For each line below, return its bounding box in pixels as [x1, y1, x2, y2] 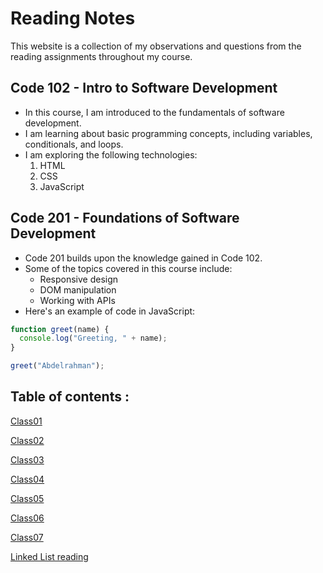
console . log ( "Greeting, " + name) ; [19, 333, 168, 344]
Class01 [10, 415, 43, 427]
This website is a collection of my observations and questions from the [10, 40, 302, 52]
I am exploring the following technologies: [24, 148, 198, 161]
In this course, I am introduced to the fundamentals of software [24, 106, 285, 118]
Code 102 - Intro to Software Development [10, 80, 278, 97]
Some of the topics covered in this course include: [24, 262, 233, 274]
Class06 [10, 512, 45, 524]
